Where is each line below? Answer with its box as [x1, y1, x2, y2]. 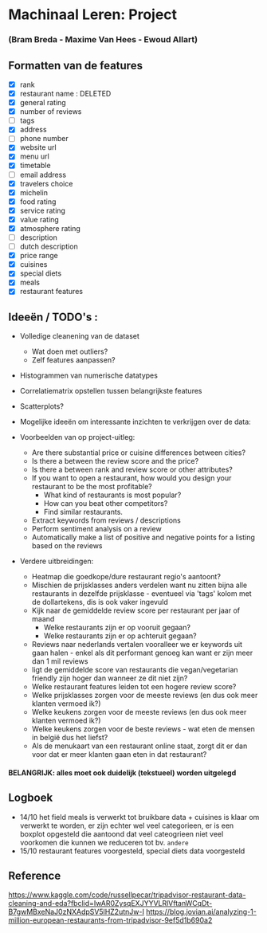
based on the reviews [31, 541, 103, 551]
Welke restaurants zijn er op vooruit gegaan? [43, 623, 191, 633]
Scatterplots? [19, 402, 64, 411]
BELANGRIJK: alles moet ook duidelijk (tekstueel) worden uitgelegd [8, 767, 237, 778]
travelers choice [19, 178, 73, 188]
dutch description [19, 241, 78, 252]
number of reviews [19, 107, 82, 116]
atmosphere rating [19, 223, 81, 233]
